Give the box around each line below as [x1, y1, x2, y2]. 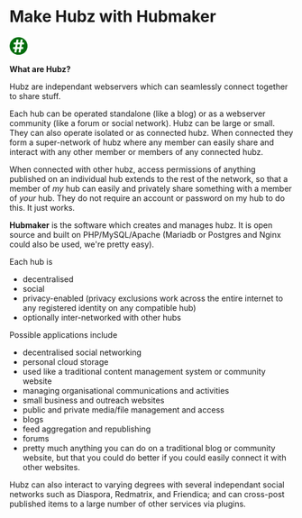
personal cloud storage [22, 356, 109, 367]
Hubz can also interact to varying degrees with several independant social [9, 479, 285, 490]
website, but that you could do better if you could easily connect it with [22, 452, 287, 463]
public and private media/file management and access [22, 404, 225, 415]
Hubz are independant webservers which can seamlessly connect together [9, 81, 288, 92]
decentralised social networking [22, 347, 142, 358]
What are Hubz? [9, 63, 71, 74]
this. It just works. [9, 202, 75, 213]
